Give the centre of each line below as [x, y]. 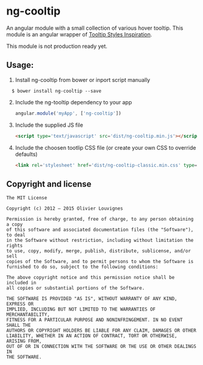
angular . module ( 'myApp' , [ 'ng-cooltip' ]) [68, 113]
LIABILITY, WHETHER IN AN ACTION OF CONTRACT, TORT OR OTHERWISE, [92, 336]
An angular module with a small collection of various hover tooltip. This [95, 28]
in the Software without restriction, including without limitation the [100, 241]
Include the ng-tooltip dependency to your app [73, 102]
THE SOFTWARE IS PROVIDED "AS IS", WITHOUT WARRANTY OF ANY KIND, [92, 299]
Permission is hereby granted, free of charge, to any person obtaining [100, 219]
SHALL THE [19, 326]
